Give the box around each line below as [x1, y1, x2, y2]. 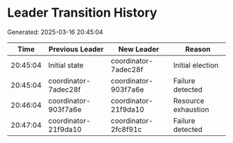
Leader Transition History [7, 5, 157, 21]
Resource [173, 96, 205, 106]
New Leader [118, 44, 159, 53]
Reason [184, 44, 211, 53]
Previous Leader [48, 44, 104, 53]
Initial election [173, 60, 218, 70]
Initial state [48, 60, 84, 70]
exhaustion [173, 104, 209, 114]
